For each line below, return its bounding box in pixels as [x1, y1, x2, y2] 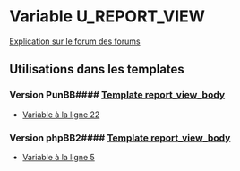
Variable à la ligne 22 [21, 109, 100, 120]
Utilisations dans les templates [9, 62, 185, 77]
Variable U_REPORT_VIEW [9, 6, 206, 27]
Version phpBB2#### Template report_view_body [9, 132, 231, 144]
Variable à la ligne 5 [21, 151, 96, 162]
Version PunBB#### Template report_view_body [9, 89, 226, 101]
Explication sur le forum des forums [9, 36, 141, 47]
